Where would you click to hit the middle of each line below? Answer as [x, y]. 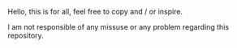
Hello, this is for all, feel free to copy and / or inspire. [95, 12]
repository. [26, 36]
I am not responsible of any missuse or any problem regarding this [118, 27]
